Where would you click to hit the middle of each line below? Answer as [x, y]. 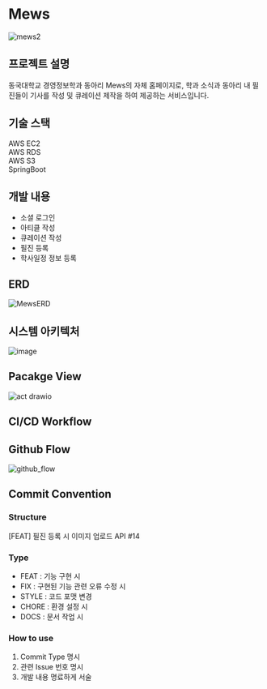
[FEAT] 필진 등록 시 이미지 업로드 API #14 [74, 536]
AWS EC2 [24, 143]
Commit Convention [60, 494]
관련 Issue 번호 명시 [51, 667]
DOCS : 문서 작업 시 [51, 616]
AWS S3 [22, 160]
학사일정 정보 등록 [48, 258]
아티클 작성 [38, 228]
